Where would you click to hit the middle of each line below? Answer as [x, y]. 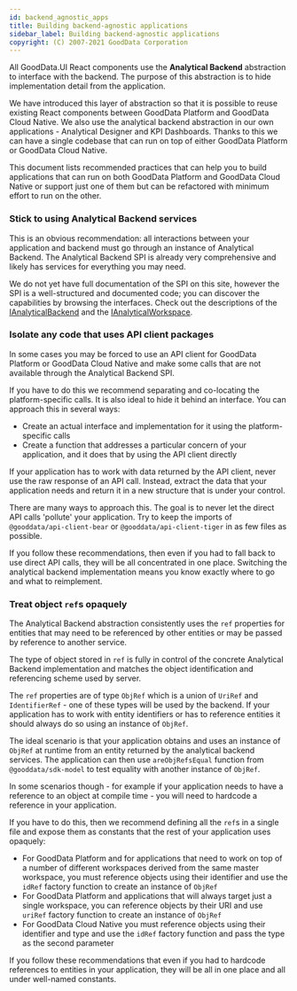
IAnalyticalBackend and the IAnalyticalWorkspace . [101, 312]
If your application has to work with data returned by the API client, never [143, 472]
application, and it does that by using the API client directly [129, 454]
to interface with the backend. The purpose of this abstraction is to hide [141, 77]
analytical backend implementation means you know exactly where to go [142, 572]
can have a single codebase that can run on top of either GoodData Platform [148, 141]
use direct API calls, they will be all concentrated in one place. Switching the [148, 562]
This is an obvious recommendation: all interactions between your [129, 238]
